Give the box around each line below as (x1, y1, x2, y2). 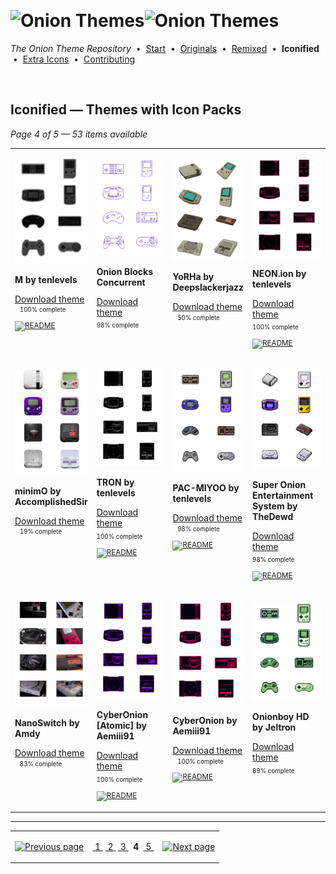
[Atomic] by (96, 720, 147, 732)
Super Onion (252, 478, 307, 490)
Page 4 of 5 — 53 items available (10, 128, 148, 140)
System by (252, 500, 298, 512)
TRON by (96, 476, 135, 489)
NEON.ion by (252, 267, 307, 279)
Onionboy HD (252, 711, 310, 723)
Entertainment (252, 489, 314, 501)
